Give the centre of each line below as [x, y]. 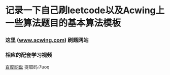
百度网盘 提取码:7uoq [27, 67]
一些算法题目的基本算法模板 [63, 23]
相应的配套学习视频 [29, 55]
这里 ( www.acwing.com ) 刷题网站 [47, 40]
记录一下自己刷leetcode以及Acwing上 [85, 10]
